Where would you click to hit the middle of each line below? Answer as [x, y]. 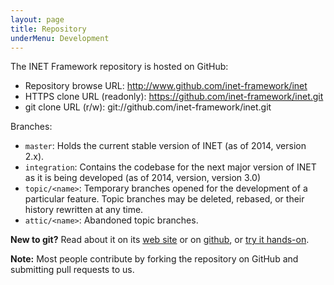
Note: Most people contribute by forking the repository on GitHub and [154, 259]
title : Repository [48, 29]
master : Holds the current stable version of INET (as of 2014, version [165, 146]
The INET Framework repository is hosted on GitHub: [119, 67]
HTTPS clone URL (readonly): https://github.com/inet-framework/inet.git [174, 97]
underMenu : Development [60, 38]
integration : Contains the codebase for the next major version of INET [170, 167]
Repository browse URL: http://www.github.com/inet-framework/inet [166, 86]
